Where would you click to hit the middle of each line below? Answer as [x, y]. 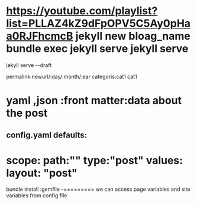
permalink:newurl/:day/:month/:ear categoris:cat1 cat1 [72, 76]
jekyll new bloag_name [133, 36]
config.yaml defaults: [47, 135]
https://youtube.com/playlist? [82, 11]
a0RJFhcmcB [40, 36]
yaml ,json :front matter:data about [94, 100]
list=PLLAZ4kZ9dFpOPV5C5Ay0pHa [98, 23]
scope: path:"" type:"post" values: [95, 160]
